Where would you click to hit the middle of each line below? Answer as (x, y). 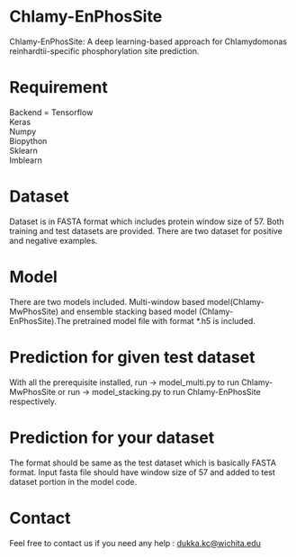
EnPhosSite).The (40, 320)
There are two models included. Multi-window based (107, 301)
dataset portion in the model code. (73, 481)
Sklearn (23, 150)
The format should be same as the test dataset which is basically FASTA (143, 463)
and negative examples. (54, 240)
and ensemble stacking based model (129, 311)
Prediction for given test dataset (132, 357)
